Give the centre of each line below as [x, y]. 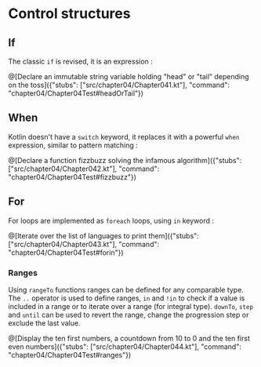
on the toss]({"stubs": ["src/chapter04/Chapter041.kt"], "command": [119, 85]
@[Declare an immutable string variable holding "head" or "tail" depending [129, 76]
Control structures [69, 14]
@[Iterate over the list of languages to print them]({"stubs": [104, 235]
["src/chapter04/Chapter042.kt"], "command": [84, 169]
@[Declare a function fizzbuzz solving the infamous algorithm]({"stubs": [125, 160]
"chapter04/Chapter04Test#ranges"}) [70, 354]
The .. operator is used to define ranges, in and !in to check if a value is [127, 298]
